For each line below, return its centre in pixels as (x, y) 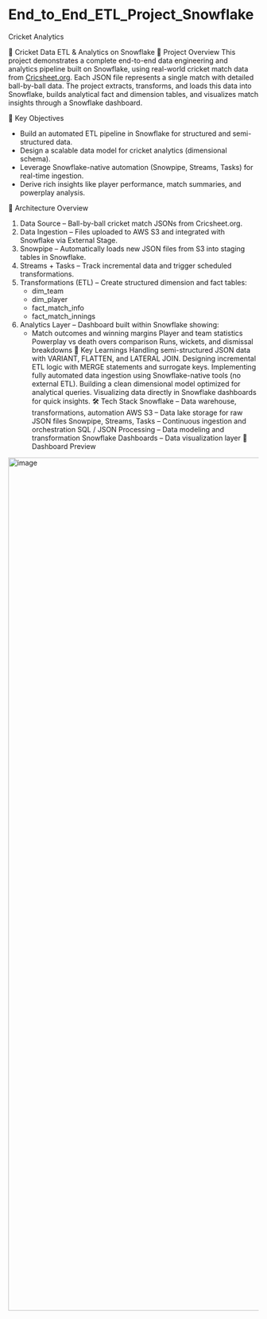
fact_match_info (58, 308)
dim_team (48, 291)
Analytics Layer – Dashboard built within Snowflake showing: (119, 324)
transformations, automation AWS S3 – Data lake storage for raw (137, 412)
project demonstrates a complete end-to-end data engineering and (118, 60)
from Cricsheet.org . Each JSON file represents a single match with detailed (131, 77)
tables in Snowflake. (53, 257)
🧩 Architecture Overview (48, 207)
